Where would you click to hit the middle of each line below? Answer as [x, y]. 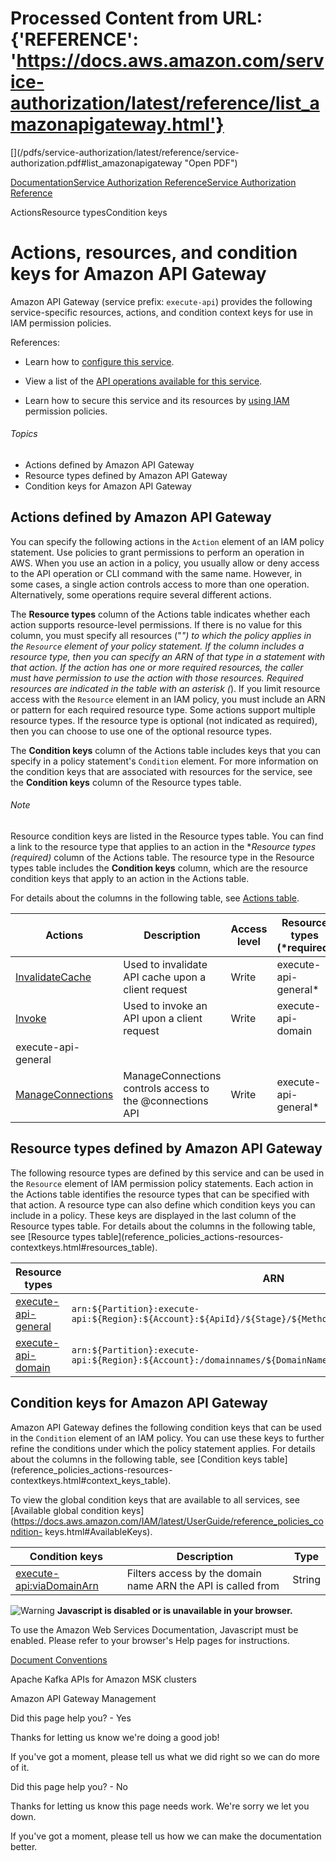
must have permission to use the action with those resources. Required [157, 678]
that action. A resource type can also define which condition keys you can [163, 1204]
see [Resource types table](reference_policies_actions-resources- [147, 1236]
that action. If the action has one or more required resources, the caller [157, 667]
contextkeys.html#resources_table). [84, 1247]
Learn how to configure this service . [99, 361]
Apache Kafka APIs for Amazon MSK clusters [103, 1679]
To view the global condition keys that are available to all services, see [155, 1499]
